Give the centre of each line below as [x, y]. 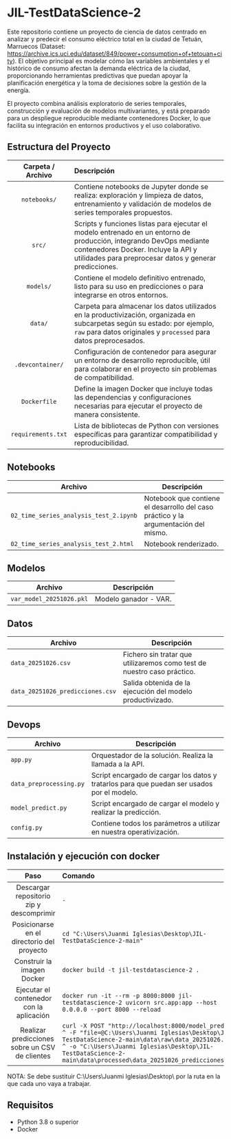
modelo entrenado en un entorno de [132, 232]
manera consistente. [107, 414]
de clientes [33, 1056]
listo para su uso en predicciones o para [139, 286]
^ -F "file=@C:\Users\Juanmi [110, 1032]
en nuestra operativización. [135, 832]
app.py [21, 760]
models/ [39, 286]
